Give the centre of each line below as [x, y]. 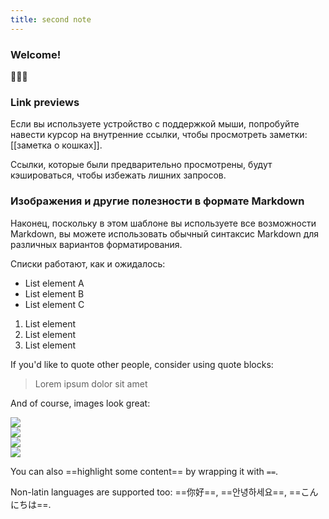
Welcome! [36, 54]
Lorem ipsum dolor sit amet [91, 383]
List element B [54, 293]
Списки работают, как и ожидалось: [88, 263]
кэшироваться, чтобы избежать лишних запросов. [118, 175]
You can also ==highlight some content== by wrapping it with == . [144, 471]
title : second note [51, 19]
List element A [54, 283]
